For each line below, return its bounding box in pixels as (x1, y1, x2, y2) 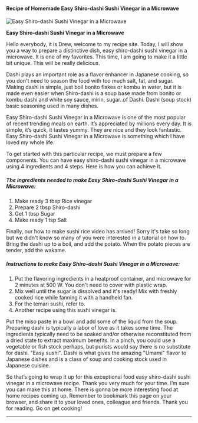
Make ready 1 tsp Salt (14, 216, 67, 224)
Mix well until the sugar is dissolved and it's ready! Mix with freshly (14, 288, 177, 295)
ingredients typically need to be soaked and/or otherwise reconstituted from (6, 331, 192, 338)
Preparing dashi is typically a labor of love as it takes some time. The (6, 324, 173, 331)
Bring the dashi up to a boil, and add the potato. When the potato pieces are (6, 240, 190, 248)
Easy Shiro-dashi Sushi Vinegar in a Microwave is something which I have (6, 133, 185, 140)
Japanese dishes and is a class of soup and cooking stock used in (6, 356, 167, 363)
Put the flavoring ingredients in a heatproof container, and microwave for (14, 275, 192, 282)
